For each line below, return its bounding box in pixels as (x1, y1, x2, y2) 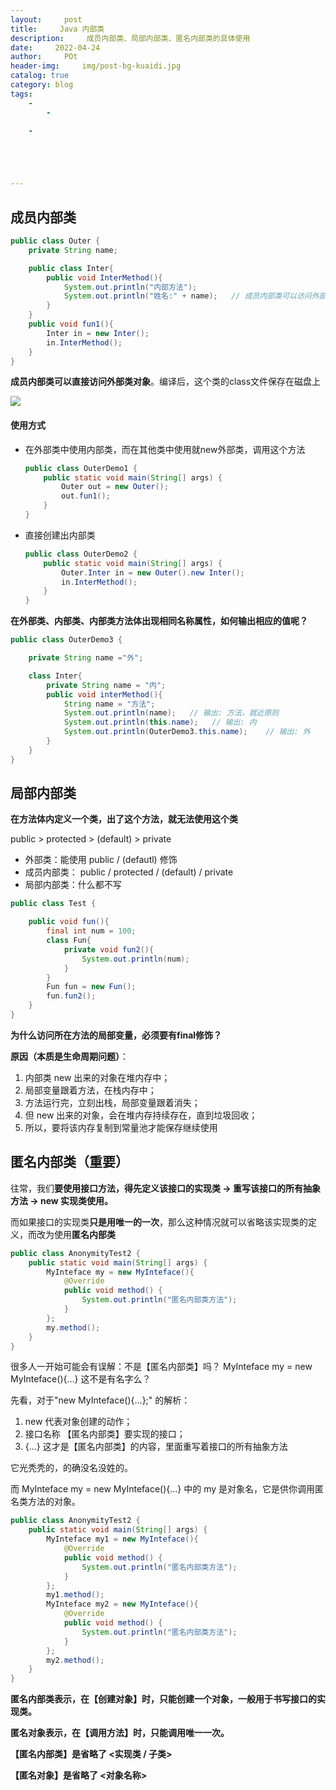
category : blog (10, 80, 74, 90)
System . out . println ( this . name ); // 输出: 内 (63, 717, 257, 728)
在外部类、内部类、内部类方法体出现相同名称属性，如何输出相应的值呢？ (10, 615, 308, 627)
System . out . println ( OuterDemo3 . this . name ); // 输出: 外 (63, 727, 311, 737)
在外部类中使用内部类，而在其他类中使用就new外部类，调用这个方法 (24, 443, 306, 455)
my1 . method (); (46, 1590, 105, 1600)
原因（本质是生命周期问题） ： (10, 1050, 129, 1062)
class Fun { (46, 936, 92, 946)
